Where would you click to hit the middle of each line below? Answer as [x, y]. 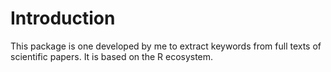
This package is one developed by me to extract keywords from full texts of [166, 46]
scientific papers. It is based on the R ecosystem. [112, 56]
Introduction [63, 18]
